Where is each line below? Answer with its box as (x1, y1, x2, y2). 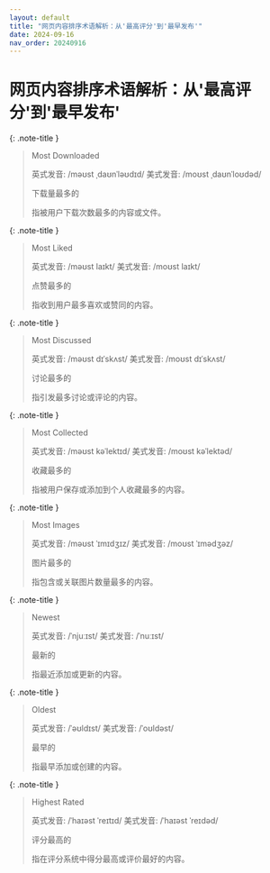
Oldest (31, 705, 57, 715)
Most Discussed (31, 335, 92, 346)
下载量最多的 (31, 188, 79, 199)
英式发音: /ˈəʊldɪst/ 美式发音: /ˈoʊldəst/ (31, 723, 174, 734)
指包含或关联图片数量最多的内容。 (31, 577, 158, 587)
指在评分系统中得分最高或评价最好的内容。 (31, 853, 190, 865)
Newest (31, 612, 60, 623)
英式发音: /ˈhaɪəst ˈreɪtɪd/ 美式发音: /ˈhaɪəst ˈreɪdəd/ (31, 815, 219, 826)
